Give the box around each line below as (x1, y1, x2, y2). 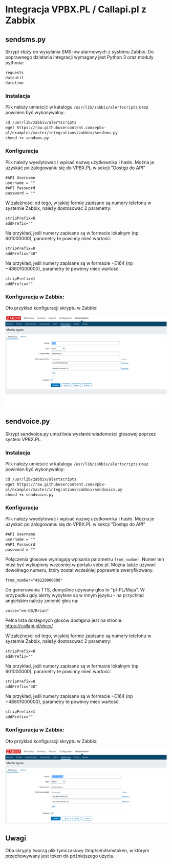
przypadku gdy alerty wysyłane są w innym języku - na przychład (5, 592, 144, 599)
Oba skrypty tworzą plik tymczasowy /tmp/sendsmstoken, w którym (5, 848, 149, 854)
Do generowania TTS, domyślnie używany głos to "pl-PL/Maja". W (5, 587, 145, 593)
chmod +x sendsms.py (5, 135, 50, 141)
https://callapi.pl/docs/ (5, 623, 53, 629)
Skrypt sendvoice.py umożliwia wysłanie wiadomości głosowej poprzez (5, 430, 156, 437)
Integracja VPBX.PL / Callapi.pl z (5, 4, 147, 15)
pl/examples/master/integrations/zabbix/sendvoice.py (5, 487, 123, 492)
